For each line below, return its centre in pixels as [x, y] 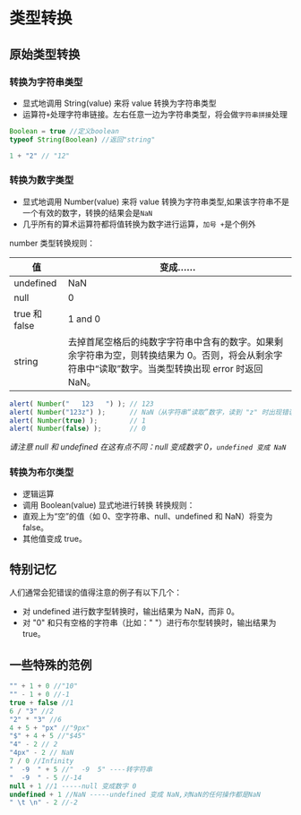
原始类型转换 [45, 54]
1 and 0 [84, 319]
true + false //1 [42, 703]
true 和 [28, 313]
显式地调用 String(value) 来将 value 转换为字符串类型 [119, 103]
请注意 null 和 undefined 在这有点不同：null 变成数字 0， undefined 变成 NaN [148, 447]
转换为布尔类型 [42, 473]
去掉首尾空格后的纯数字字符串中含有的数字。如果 [171, 341]
